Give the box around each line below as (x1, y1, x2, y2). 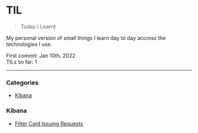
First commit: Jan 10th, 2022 (6, 52, 75, 59)
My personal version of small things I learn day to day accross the (6, 34, 166, 41)
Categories (6, 78, 39, 87)
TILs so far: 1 (6, 58, 37, 65)
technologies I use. (6, 41, 52, 48)
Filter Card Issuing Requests (14, 120, 84, 127)
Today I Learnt (20, 23, 56, 30)
